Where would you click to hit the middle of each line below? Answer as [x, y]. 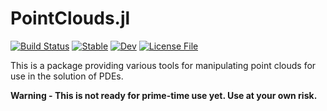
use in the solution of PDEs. [67, 76]
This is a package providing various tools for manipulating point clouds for [163, 65]
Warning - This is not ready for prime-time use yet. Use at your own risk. [164, 95]
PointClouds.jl [70, 18]
